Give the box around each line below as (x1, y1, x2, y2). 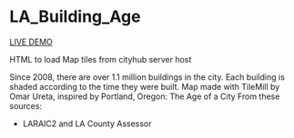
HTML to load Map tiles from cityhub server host (9, 54, 192, 64)
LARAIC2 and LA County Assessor (22, 118, 152, 129)
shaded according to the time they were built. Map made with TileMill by (9, 81, 280, 92)
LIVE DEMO (9, 36, 53, 47)
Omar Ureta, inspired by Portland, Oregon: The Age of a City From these (9, 91, 280, 102)
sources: (9, 100, 43, 111)
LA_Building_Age (9, 6, 141, 27)
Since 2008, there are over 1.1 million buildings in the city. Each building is (9, 71, 285, 83)
